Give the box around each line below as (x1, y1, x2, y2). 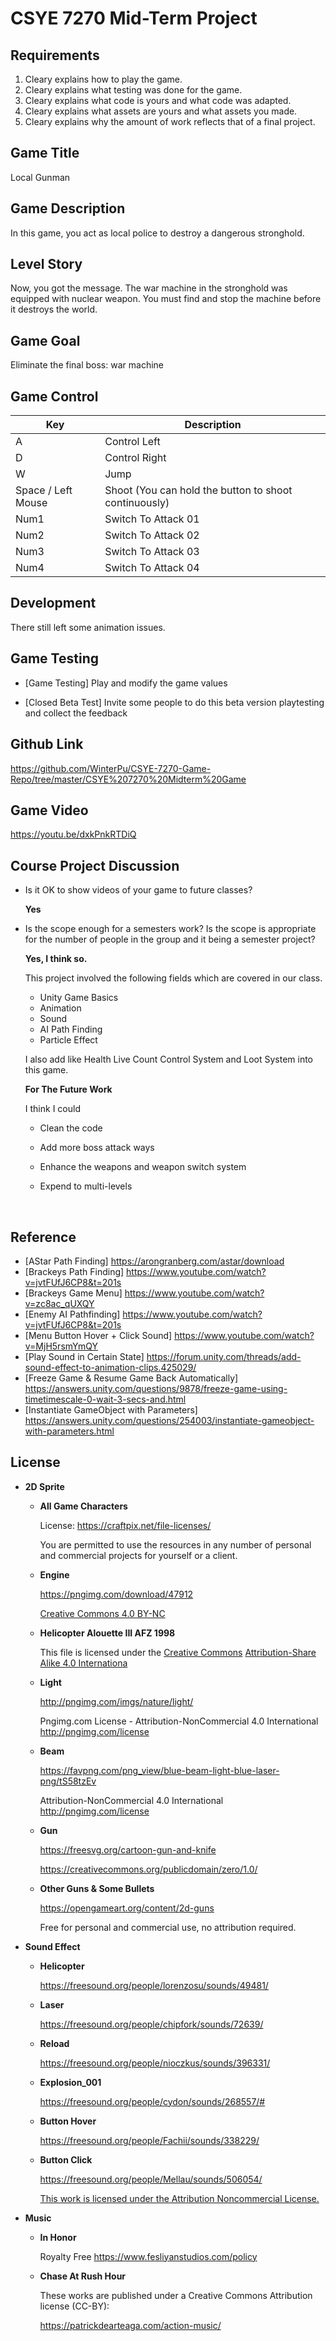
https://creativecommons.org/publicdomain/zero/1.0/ (39, 1863, 258, 1875)
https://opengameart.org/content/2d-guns (39, 1902, 215, 1914)
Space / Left (15, 483, 73, 497)
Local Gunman (10, 171, 71, 183)
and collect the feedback (24, 707, 128, 719)
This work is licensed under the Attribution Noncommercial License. (39, 2192, 320, 2204)
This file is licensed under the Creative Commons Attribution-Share (39, 1646, 317, 1658)
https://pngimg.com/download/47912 (39, 1588, 194, 1600)
